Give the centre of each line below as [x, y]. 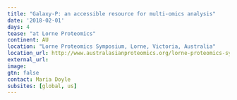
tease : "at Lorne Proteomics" [52, 33]
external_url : [28, 60]
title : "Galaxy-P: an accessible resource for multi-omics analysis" [112, 14]
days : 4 [19, 27]
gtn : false [23, 73]
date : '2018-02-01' [36, 20]
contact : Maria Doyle [39, 79]
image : [17, 66]
